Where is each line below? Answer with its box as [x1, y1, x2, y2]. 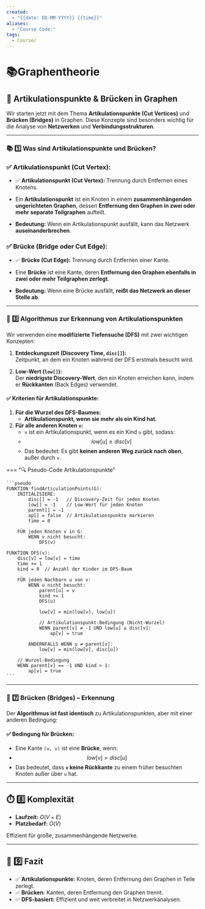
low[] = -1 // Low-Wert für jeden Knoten [28, 502, 143, 508]
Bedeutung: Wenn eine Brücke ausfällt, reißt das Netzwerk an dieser [15, 287, 191, 294]
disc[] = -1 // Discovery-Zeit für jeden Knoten [28, 497, 160, 503]
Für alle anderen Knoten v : [15, 422, 84, 429]
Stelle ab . [15, 293, 40, 301]
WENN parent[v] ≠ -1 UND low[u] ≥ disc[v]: [38, 625, 151, 632]
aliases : [6, 20, 29, 26]
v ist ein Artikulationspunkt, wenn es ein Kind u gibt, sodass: [24, 428, 175, 436]
